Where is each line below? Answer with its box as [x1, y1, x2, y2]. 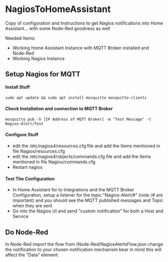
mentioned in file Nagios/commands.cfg [12, 159, 96, 165]
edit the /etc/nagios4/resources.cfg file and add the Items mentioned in [12, 143, 160, 149]
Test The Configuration [5, 175, 55, 181]
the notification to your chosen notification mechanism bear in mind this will [5, 246, 162, 252]
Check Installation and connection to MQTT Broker [5, 106, 113, 112]
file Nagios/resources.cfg [12, 148, 65, 154]
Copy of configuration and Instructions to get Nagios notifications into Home [5, 20, 163, 26]
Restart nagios [12, 164, 43, 170]
